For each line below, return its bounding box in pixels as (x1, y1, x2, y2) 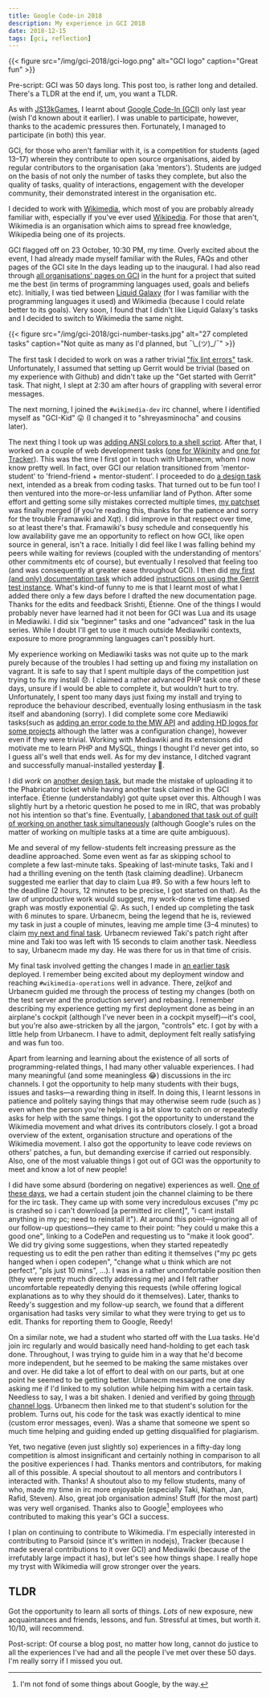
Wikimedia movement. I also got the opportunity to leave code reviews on (8, 1139, 252, 1148)
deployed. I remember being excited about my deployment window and (8, 970, 244, 980)
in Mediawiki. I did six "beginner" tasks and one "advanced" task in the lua (8, 617, 256, 627)
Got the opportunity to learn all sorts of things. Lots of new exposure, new (8, 1606, 253, 1616)
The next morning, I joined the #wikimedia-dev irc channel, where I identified (8, 405, 260, 414)
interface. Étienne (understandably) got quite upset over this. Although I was (8, 793, 262, 803)
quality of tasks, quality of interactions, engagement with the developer (8, 180, 245, 190)
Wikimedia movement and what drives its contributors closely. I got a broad (8, 1122, 259, 1132)
